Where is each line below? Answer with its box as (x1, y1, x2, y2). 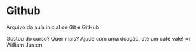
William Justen (6, 41, 42, 48)
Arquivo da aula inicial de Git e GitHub (6, 24, 99, 31)
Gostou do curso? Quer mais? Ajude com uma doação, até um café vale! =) (6, 35, 191, 42)
